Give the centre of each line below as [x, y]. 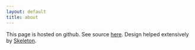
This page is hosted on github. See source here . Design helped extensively [97, 34]
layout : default [26, 12]
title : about [22, 17]
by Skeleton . [21, 40]
